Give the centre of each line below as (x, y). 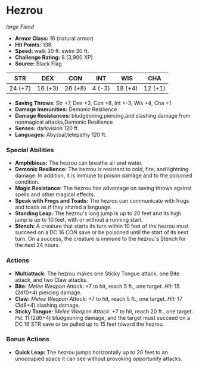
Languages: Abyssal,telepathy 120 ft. (61, 134)
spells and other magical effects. (55, 194)
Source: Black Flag (38, 64)
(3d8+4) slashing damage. (47, 305)
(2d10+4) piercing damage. (48, 292)
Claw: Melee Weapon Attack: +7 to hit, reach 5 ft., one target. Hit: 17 (99, 298)
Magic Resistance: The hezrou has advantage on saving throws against (103, 188)
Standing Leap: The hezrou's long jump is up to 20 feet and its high (98, 213)
